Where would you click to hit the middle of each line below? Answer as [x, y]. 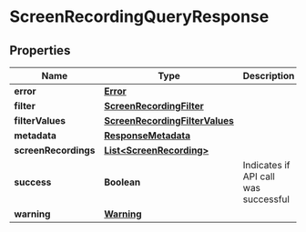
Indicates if [266, 165]
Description [269, 76]
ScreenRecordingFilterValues [169, 121]
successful [266, 199]
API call [259, 177]
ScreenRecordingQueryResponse [139, 17]
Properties [40, 50]
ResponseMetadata [148, 136]
